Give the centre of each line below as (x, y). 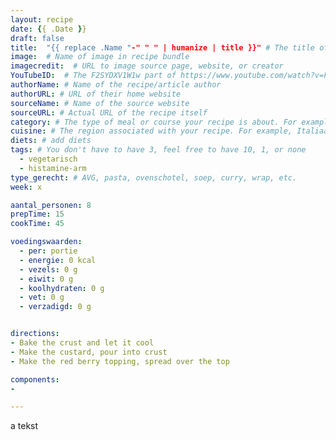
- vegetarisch (48, 159)
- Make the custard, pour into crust (89, 352)
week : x (26, 187)
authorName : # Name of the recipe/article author (116, 85)
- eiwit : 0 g (46, 279)
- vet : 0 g (42, 297)
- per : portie (48, 251)
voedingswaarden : (46, 242)
